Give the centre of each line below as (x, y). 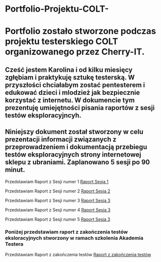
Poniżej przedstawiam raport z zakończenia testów (66, 232)
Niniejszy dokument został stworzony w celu (74, 132)
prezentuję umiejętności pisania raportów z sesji (80, 108)
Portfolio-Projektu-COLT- (57, 9)
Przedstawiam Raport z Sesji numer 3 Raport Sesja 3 (58, 200)
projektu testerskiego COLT (62, 42)
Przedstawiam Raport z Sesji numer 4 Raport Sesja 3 (58, 210)
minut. (15, 170)
